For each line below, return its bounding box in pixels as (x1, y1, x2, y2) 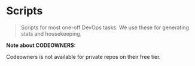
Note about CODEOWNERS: (6, 42, 76, 49)
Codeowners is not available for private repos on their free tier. (6, 53, 161, 60)
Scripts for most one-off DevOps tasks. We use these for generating (20, 24, 190, 31)
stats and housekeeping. (20, 30, 82, 37)
